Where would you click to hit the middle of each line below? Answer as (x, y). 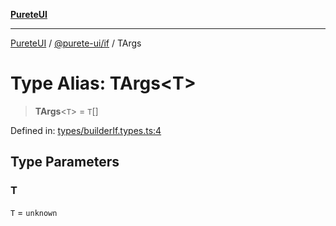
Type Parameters (65, 162)
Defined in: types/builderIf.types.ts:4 (86, 130)
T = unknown (34, 212)
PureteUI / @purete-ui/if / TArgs (76, 43)
